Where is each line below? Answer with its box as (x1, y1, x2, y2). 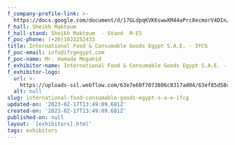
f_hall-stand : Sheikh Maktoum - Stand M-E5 (7, 29, 142, 37)
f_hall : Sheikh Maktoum (7, 23, 77, 30)
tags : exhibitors (7, 127, 58, 134)
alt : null (13, 88, 42, 95)
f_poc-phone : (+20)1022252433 (7, 36, 96, 43)
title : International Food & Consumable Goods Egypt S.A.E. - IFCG (7, 43, 208, 49)
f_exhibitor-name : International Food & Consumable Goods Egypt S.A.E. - (7, 62, 227, 69)
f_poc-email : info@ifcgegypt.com (7, 49, 105, 56)
